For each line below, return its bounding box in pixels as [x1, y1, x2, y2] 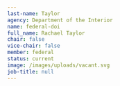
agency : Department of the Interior [7, 17, 113, 24]
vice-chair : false [7, 42, 60, 49]
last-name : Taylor [7, 10, 60, 17]
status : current [7, 55, 54, 62]
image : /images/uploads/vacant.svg [7, 62, 110, 69]
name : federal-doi [7, 23, 60, 30]
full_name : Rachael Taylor [7, 29, 85, 37]
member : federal [7, 49, 54, 56]
